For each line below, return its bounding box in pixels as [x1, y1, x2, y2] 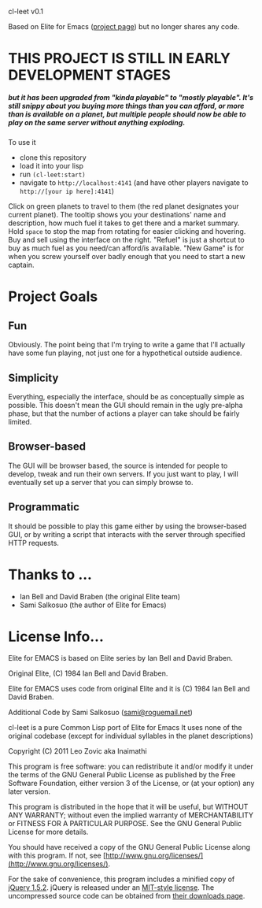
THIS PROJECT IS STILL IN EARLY [8, 50, 231, 68]
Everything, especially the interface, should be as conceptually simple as [8, 391, 245, 401]
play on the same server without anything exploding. [8, 117, 186, 127]
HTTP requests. [8, 538, 59, 547]
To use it [8, 138, 37, 147]
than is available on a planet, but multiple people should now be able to [8, 109, 246, 119]
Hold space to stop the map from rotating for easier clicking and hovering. [8, 227, 246, 236]
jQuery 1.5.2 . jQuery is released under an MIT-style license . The [8, 883, 215, 892]
